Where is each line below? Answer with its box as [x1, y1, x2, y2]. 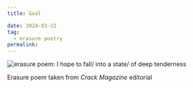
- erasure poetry [13, 35, 63, 42]
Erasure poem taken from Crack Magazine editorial [7, 73, 152, 82]
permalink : [7, 42, 38, 48]
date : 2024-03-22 [7, 22, 57, 29]
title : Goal [7, 10, 41, 17]
